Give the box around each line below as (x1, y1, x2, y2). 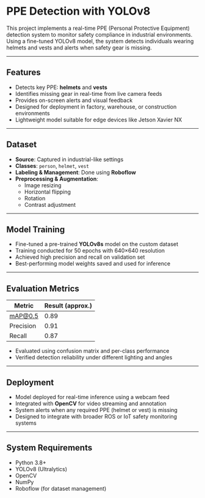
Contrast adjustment (24, 201, 76, 208)
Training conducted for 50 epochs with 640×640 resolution (15, 247, 165, 254)
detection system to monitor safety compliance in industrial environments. (6, 31, 193, 38)
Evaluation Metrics (6, 283, 79, 294)
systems (15, 419, 37, 427)
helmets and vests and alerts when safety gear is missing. (6, 44, 153, 51)
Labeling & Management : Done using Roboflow (15, 168, 136, 176)
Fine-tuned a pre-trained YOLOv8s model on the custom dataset (15, 240, 179, 248)
